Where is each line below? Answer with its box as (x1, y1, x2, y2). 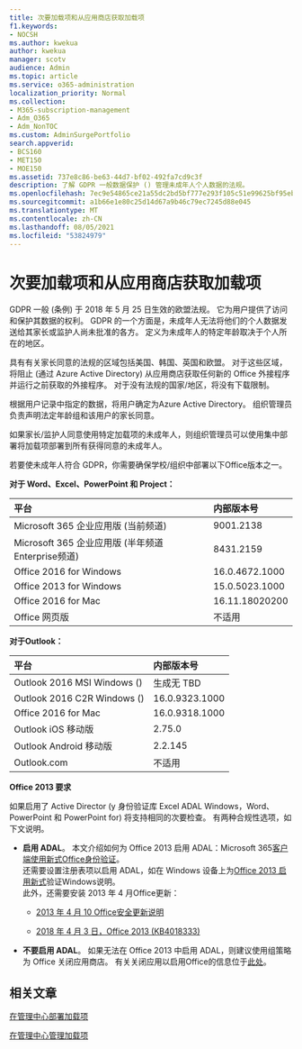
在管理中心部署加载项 (9, 1011, 88, 1022)
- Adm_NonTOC (9, 123, 58, 132)
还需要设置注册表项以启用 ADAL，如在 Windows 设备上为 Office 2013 (22, 865, 277, 876)
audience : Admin (9, 64, 70, 73)
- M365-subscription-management (9, 105, 130, 114)
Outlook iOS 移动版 (13, 723, 94, 735)
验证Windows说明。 (46, 876, 120, 888)
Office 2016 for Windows (13, 565, 121, 578)
